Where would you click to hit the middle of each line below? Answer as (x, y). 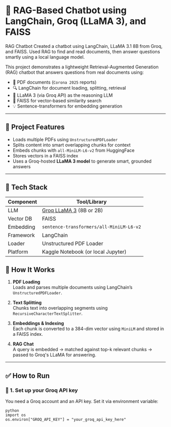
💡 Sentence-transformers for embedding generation (67, 106)
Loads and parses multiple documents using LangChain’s (73, 287)
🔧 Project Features (35, 127)
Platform (18, 252)
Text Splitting (27, 303)
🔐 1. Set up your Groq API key (41, 390)
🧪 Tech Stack (26, 187)
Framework (21, 235)
